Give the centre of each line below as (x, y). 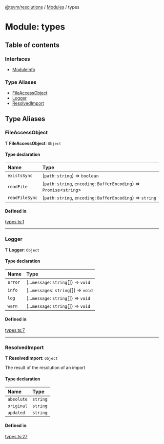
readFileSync (23, 198)
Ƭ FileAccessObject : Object (33, 143)
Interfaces (18, 59)
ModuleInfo (24, 69)
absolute (18, 399)
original (18, 406)
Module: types (35, 27)
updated (16, 413)
